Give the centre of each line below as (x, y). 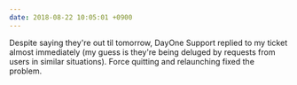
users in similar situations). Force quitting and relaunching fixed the (132, 61)
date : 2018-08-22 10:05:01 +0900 (71, 17)
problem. (26, 71)
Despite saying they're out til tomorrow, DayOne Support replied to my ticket (148, 42)
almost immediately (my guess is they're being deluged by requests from (142, 52)
